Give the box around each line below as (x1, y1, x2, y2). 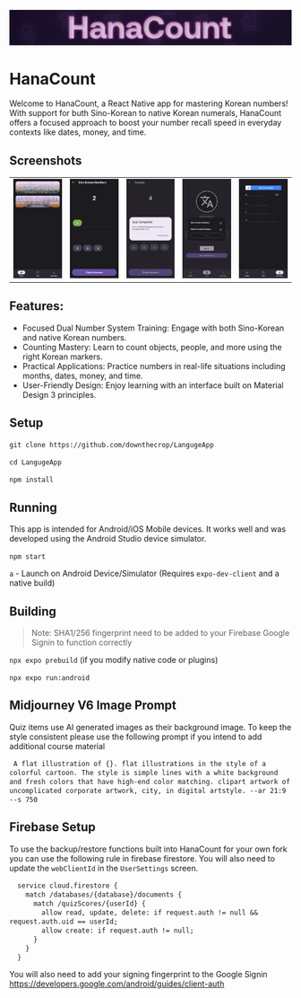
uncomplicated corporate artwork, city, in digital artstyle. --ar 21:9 (9, 786, 287, 795)
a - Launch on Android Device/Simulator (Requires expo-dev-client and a (9, 568, 279, 579)
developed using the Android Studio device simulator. (9, 534, 207, 544)
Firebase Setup (9, 819, 96, 835)
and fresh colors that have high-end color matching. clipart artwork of (9, 777, 291, 786)
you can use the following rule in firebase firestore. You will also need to (9, 852, 276, 863)
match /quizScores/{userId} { (32, 899, 146, 908)
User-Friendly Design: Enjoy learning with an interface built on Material (21, 379, 284, 391)
